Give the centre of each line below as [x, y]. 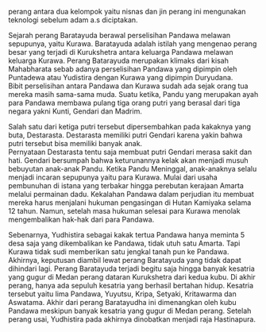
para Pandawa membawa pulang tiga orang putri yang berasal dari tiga [124, 103]
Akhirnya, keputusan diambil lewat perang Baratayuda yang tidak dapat [125, 260]
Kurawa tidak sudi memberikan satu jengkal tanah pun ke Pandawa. [119, 252]
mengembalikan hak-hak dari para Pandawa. [81, 219]
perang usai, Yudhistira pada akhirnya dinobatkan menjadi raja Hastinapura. [132, 319]
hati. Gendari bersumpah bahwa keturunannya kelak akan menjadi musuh [128, 160]
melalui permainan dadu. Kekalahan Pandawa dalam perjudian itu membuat [131, 194]
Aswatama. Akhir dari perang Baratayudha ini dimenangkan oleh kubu [122, 302]
